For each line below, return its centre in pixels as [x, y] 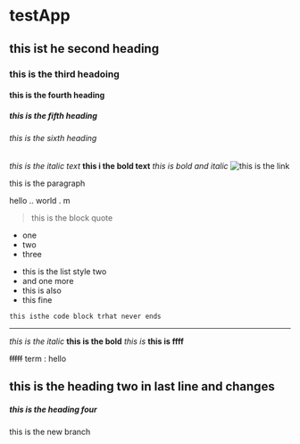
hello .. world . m [40, 200]
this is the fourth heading [57, 96]
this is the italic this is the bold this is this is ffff [97, 341]
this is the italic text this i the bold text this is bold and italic [119, 165]
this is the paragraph [47, 183]
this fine [37, 299]
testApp [40, 16]
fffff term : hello [38, 358]
